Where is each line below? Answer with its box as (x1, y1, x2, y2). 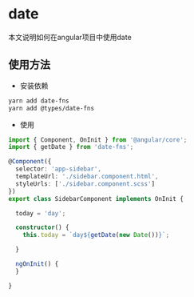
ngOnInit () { (15, 260, 59, 268)
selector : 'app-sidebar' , (15, 165, 102, 173)
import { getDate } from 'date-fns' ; (8, 143, 134, 151)
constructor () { (15, 223, 69, 232)
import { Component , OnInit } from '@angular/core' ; (8, 135, 188, 144)
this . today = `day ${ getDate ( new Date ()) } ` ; (22, 231, 170, 239)
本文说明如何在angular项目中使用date (8, 32, 132, 42)
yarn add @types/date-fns (8, 104, 94, 112)
